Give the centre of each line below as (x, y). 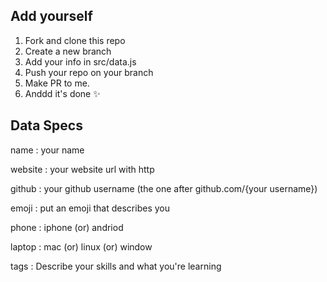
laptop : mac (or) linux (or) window (81, 246)
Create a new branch (68, 51)
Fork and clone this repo (75, 40)
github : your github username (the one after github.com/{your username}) (164, 188)
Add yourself (51, 16)
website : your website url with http (82, 169)
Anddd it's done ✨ (62, 93)
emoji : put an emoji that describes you (90, 208)
